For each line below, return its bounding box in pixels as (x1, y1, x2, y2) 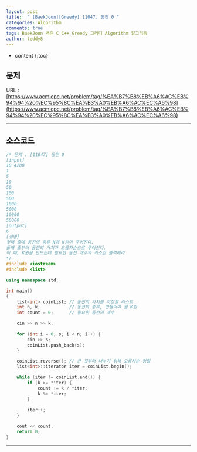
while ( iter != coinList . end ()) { (16, 374, 101, 380)
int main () (6, 288, 33, 294)
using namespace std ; (6, 277, 59, 283)
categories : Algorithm (6, 19, 62, 25)
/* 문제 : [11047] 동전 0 (6, 151, 64, 158)
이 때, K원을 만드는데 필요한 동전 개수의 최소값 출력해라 (6, 250, 125, 256)
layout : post (6, 8, 38, 15)
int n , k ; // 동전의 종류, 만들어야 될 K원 (16, 304, 137, 310)
